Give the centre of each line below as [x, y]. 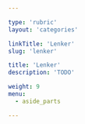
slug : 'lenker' [33, 51]
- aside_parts [38, 101]
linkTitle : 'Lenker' [42, 44]
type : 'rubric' [33, 22]
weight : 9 [24, 87]
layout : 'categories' [43, 29]
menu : [17, 94]
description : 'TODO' [42, 73]
